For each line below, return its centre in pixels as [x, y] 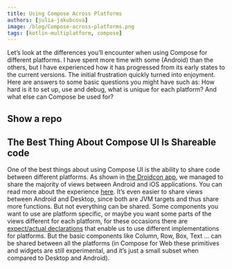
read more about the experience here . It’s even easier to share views [105, 192]
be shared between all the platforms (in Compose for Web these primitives [113, 243]
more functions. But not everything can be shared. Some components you [113, 207]
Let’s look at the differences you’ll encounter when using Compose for [107, 53]
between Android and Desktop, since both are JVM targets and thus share [113, 199]
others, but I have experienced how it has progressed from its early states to [116, 67]
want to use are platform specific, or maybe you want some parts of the [109, 214]
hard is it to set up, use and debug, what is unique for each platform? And [112, 89]
